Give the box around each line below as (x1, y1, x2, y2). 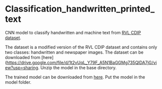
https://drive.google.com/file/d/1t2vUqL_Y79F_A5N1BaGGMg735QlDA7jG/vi (6, 59, 157, 65)
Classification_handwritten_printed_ (5, 3, 155, 15)
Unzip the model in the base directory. (40, 64, 117, 71)
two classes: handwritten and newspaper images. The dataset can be (5, 49, 144, 55)
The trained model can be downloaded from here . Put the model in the (5, 74, 145, 80)
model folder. (5, 79, 31, 85)
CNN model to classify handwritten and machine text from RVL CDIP (5, 30, 141, 35)
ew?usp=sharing (5, 64, 39, 71)
